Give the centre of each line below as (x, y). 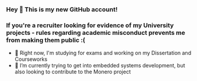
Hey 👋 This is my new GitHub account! (62, 9)
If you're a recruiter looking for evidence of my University (90, 25)
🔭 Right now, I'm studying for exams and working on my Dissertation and (103, 53)
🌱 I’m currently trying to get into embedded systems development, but (100, 66)
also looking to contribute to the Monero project (73, 72)
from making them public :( (46, 40)
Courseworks (31, 59)
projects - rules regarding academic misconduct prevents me (96, 33)
